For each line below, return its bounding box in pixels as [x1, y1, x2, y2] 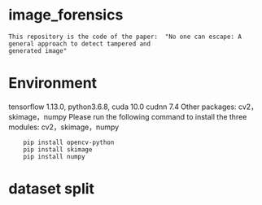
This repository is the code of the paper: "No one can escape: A [8, 33, 242, 41]
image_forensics [8, 6, 124, 24]
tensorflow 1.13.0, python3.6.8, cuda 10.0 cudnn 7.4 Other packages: [8, 102, 238, 111]
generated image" [8, 46, 68, 55]
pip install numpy [23, 152, 85, 160]
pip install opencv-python [23, 138, 115, 146]
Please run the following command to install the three [68, 111, 247, 121]
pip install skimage [23, 145, 93, 154]
